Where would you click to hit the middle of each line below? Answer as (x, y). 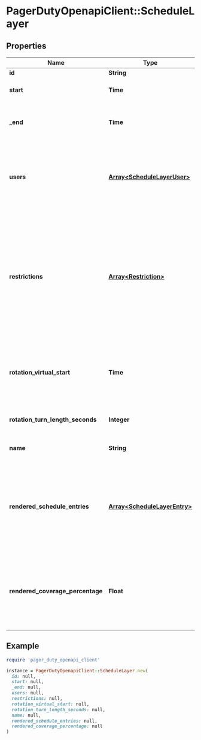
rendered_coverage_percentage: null (57, 726)
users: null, (28, 693)
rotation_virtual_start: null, (51, 704)
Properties (26, 46)
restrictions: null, (37, 699)
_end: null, (27, 687)
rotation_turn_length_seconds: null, (59, 709)
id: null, (24, 676)
